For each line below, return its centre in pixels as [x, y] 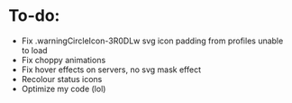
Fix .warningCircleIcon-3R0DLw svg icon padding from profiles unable [152, 41]
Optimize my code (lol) [64, 89]
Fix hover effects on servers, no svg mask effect [111, 70]
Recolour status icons [62, 79]
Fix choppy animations [64, 60]
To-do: [34, 16]
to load [34, 50]
